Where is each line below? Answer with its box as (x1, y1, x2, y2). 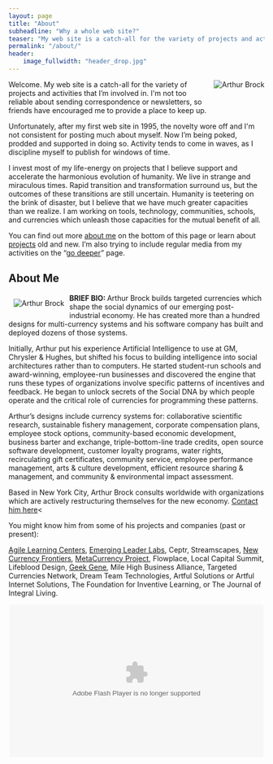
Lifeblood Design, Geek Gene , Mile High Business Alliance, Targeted (8, 562, 237, 572)
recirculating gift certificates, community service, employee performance (8, 454, 253, 464)
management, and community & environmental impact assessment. (8, 471, 234, 481)
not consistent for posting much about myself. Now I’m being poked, (8, 129, 237, 139)
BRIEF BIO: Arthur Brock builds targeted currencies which (68, 293, 262, 303)
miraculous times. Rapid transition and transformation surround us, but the (8, 180, 258, 190)
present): (8, 529, 39, 539)
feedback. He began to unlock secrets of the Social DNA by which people (8, 386, 255, 396)
